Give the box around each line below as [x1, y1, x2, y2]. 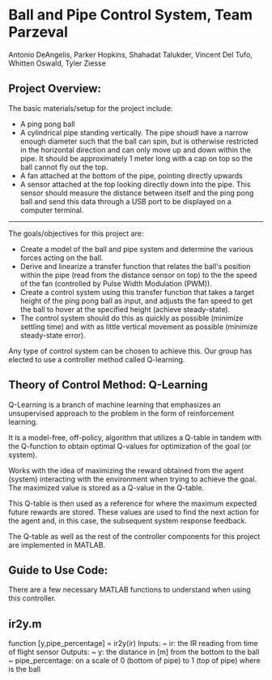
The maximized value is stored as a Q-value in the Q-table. [8, 482, 205, 492]
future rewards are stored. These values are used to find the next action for [8, 507, 260, 516]
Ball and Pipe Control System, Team [8, 6, 253, 24]
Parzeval [8, 23, 69, 41]
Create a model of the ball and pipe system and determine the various [19, 244, 253, 254]
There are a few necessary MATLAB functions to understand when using [8, 585, 251, 595]
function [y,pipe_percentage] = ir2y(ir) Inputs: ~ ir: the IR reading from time [8, 639, 259, 648]
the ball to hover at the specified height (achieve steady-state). [19, 304, 231, 314]
